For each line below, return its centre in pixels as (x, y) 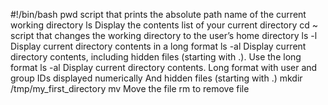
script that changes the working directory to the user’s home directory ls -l (164, 35)
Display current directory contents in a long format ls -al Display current (158, 46)
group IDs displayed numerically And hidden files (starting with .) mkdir (156, 78)
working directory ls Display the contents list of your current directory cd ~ (164, 25)
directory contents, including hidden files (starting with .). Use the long (156, 57)
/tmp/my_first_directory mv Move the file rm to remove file (130, 88)
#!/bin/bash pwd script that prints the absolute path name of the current (158, 14)
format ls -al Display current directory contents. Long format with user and (164, 67)
